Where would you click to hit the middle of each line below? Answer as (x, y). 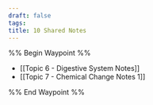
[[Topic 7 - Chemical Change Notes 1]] (82, 77)
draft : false (30, 16)
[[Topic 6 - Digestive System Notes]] (80, 68)
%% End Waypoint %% (46, 92)
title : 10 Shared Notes (48, 30)
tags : (17, 23)
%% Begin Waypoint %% (50, 53)
